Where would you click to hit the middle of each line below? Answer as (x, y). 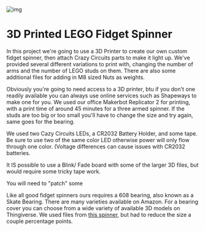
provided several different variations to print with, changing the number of (100, 64)
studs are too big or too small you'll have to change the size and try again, (100, 115)
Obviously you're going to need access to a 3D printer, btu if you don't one (101, 89)
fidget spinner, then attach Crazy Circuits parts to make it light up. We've (98, 58)
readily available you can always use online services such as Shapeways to (102, 96)
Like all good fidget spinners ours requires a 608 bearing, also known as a (100, 195)
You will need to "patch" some (44, 183)
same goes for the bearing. (41, 121)
